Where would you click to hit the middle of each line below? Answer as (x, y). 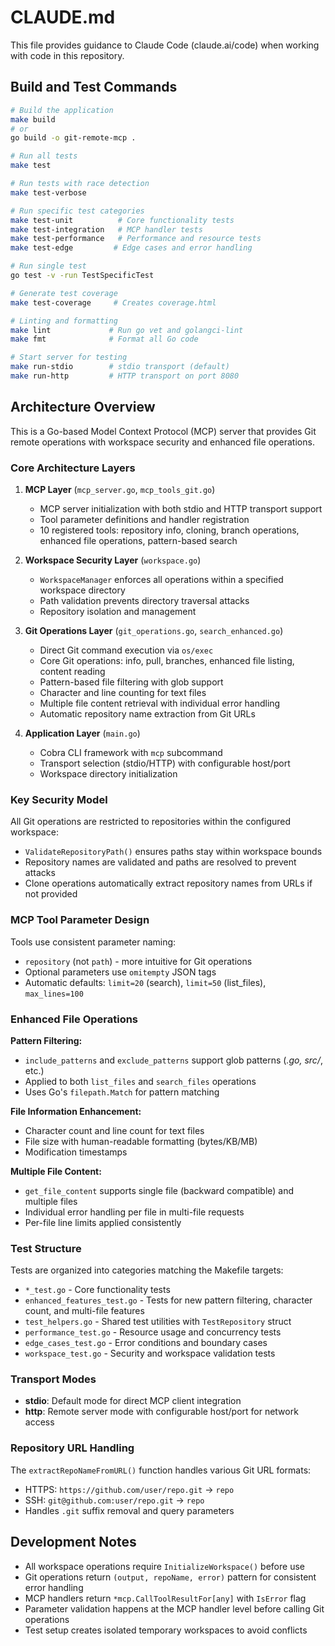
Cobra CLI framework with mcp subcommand (131, 752)
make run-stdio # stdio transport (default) (120, 367)
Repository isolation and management (118, 611)
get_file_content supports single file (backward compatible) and (159, 1190)
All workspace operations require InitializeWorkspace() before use (164, 1566)
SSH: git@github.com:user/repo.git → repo (114, 1500)
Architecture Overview (83, 407)
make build (33, 119)
